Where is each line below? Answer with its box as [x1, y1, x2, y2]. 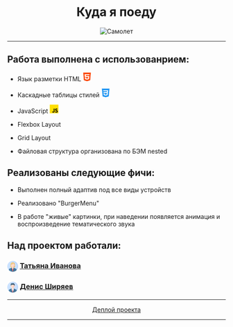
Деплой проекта [92, 306, 141, 314]
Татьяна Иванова [19, 260, 81, 270]
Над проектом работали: [7, 240, 121, 251]
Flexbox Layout [17, 120, 61, 128]
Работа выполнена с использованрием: [7, 53, 189, 66]
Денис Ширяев [19, 281, 74, 291]
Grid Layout [17, 133, 51, 142]
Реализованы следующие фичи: [7, 167, 155, 179]
